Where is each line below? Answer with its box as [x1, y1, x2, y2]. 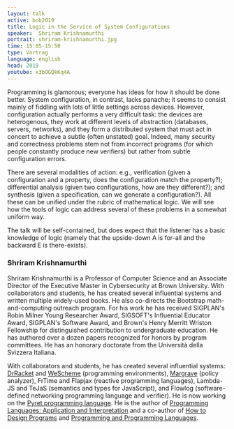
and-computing [7, 303, 52, 312]
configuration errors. [7, 154, 67, 163]
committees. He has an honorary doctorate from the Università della [7, 340, 203, 349]
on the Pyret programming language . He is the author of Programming [7, 398, 209, 407]
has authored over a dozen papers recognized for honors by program [7, 333, 207, 342]
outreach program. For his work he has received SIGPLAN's [53, 303, 225, 312]
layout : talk [7, 10, 45, 17]
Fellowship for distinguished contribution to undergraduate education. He [7, 326, 219, 334]
